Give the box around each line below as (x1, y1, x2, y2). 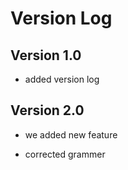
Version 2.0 (10, 102, 85, 119)
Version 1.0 (10, 47, 82, 64)
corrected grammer (24, 148, 106, 160)
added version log (24, 73, 100, 85)
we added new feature (24, 128, 118, 141)
